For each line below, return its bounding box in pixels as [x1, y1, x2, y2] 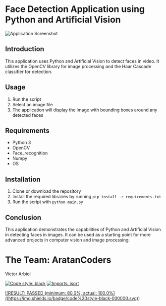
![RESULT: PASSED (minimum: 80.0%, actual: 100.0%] [5, 290, 115, 296]
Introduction [5, 45, 45, 53]
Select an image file [12, 101, 53, 107]
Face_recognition [12, 150, 48, 156]
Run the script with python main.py [12, 199, 83, 205]
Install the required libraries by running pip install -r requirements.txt [12, 194, 162, 200]
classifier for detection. [5, 69, 53, 75]
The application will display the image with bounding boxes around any [12, 107, 158, 113]
